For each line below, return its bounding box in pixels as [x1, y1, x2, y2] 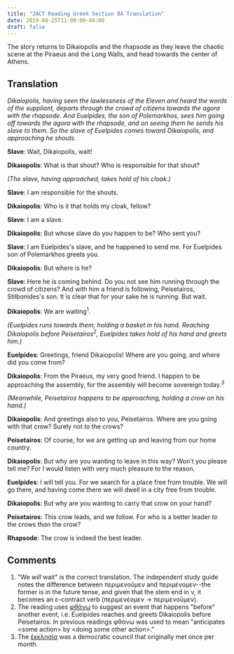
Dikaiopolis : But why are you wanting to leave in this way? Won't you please [7, 457, 228, 466]
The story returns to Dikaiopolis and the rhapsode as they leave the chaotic [7, 43, 225, 51]
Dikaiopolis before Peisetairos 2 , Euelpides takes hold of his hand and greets [7, 328, 228, 338]
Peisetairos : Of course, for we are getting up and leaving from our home [7, 436, 216, 445]
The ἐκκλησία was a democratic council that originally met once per [17, 632, 214, 641]
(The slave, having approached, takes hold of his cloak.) [7, 175, 171, 183]
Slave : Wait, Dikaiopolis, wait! [7, 148, 92, 156]
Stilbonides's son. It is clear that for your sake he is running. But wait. [7, 292, 207, 301]
